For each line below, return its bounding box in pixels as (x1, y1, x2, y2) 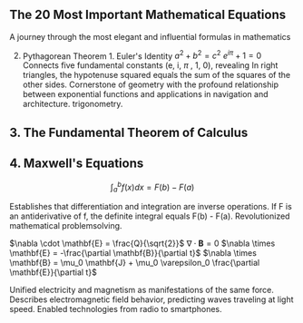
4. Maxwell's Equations (9, 156, 144, 171)
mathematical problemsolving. (9, 220, 122, 231)
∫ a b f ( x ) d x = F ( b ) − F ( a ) (110, 180, 195, 194)
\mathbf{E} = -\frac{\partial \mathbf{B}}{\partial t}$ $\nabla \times (9, 248, 257, 259)
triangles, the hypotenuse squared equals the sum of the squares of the (22, 70, 291, 81)
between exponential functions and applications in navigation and (22, 89, 269, 100)
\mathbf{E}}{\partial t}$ (9, 267, 97, 278)
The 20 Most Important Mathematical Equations (9, 7, 287, 23)
